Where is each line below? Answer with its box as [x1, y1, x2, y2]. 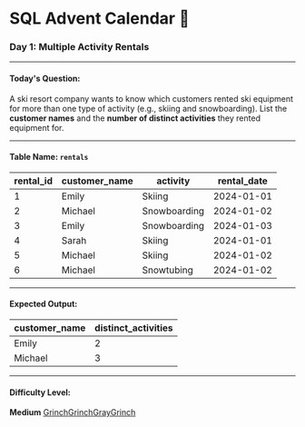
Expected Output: [9, 299, 78, 310]
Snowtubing [142, 263, 193, 276]
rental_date [217, 174, 268, 187]
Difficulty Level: [9, 386, 71, 398]
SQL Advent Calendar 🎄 [9, 8, 191, 29]
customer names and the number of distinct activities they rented [9, 113, 261, 124]
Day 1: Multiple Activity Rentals [9, 41, 150, 54]
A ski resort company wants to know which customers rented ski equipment [9, 93, 293, 104]
